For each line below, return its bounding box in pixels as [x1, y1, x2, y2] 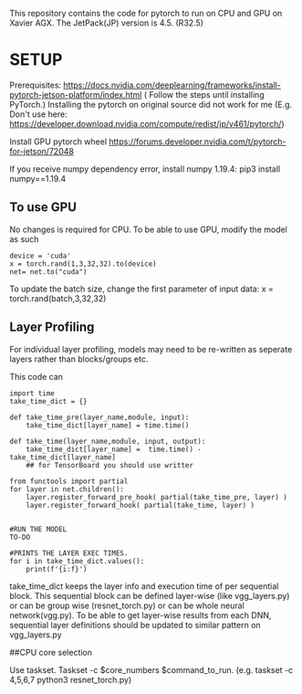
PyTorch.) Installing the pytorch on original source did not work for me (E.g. [9, 99, 293, 110]
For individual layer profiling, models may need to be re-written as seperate [9, 343, 293, 354]
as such [9, 233, 39, 245]
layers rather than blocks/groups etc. [9, 353, 149, 364]
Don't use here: [9, 109, 68, 120]
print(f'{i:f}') [26, 564, 89, 573]
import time [9, 388, 55, 398]
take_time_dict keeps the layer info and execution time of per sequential [9, 580, 279, 592]
